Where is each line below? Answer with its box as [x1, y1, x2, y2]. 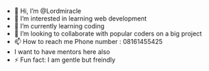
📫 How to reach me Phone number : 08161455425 [14, 38, 164, 45]
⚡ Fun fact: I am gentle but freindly [14, 55, 116, 64]
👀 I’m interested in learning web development [14, 14, 147, 23]
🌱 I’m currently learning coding [14, 22, 105, 30]
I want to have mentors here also [14, 48, 110, 56]
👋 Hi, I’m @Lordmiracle [14, 7, 82, 15]
